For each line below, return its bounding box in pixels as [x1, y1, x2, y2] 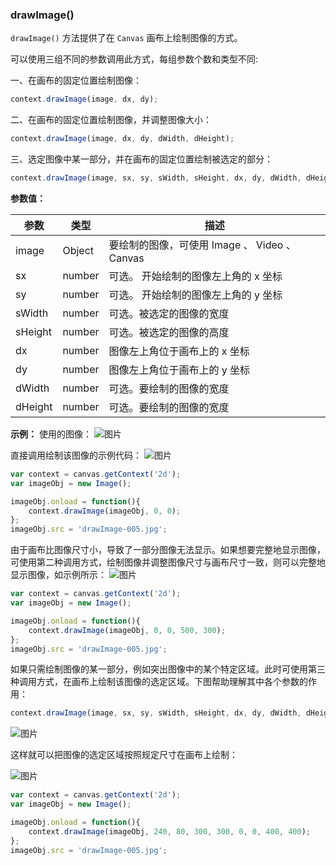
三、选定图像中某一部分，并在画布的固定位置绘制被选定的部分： [10, 153, 273, 165]
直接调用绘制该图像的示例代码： [10, 449, 142, 461]
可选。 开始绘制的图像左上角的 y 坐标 [108, 288, 283, 302]
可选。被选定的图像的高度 [108, 325, 230, 339]
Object [62, 243, 95, 257]
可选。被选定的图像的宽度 [108, 306, 230, 320]
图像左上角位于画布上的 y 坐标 [108, 363, 251, 377]
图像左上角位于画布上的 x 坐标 [108, 344, 250, 358]
